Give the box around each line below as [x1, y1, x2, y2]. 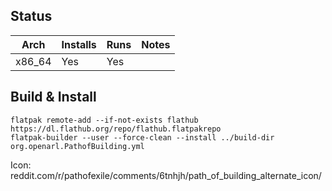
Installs [61, 37, 97, 51]
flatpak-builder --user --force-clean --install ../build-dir [10, 132, 275, 143]
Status [10, 8, 53, 25]
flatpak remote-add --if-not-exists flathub [10, 115, 199, 125]
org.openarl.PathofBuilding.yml [10, 141, 145, 151]
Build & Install [10, 89, 97, 106]
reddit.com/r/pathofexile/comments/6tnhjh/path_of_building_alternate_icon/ [10, 169, 322, 181]
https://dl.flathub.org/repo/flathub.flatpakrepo [10, 124, 222, 134]
